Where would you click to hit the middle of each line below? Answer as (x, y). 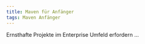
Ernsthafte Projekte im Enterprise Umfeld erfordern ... (72, 34)
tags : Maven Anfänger (34, 17)
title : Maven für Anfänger (40, 12)
